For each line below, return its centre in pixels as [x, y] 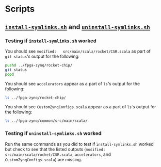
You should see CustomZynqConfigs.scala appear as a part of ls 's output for [80, 107]
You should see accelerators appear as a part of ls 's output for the [72, 83]
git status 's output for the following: [42, 56]
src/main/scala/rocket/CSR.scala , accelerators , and [58, 154]
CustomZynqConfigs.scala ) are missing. [44, 159]
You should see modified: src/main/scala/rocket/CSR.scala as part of [78, 51]
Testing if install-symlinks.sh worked [51, 41]
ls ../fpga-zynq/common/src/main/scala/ [47, 121]
